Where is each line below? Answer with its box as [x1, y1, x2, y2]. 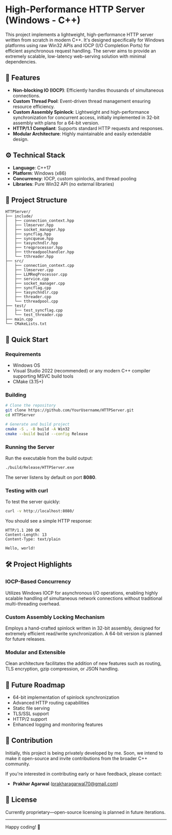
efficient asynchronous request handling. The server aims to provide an [5, 48, 156, 54]
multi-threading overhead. [5, 600, 60, 607]
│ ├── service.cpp [5, 277, 50, 282]
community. [5, 761, 30, 767]
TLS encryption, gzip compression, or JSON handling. [5, 666, 119, 672]
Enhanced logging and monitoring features [12, 721, 103, 728]
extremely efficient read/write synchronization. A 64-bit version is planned [5, 630, 163, 636]
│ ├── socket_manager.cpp [5, 281, 66, 286]
